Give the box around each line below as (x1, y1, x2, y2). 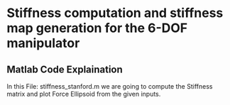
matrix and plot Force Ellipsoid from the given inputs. (6, 90, 161, 98)
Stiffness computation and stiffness (6, 5, 224, 21)
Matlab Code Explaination (6, 63, 124, 75)
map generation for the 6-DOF (6, 20, 188, 36)
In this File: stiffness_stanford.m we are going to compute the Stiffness (6, 82, 213, 90)
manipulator (6, 35, 80, 51)
